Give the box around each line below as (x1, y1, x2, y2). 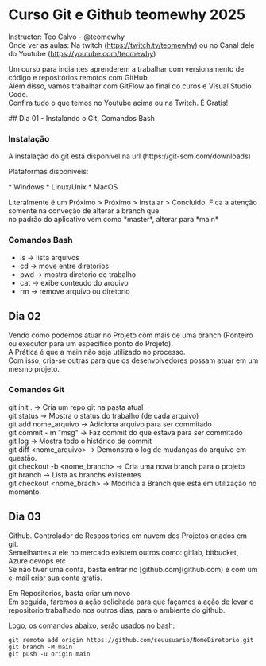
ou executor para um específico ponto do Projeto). (8, 339, 173, 349)
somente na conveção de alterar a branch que (8, 206, 160, 216)
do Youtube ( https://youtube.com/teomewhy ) (8, 49, 156, 58)
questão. (8, 453, 37, 462)
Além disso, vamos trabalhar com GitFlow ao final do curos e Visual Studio (8, 81, 252, 91)
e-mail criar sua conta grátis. (8, 573, 102, 582)
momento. (8, 487, 42, 497)
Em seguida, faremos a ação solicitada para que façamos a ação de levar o (8, 597, 254, 606)
